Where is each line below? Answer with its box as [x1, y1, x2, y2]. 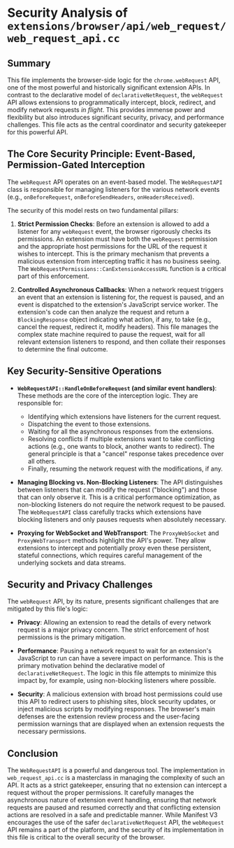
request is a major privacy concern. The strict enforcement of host [17, 625, 210, 634]
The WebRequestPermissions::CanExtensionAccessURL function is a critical [17, 264, 227, 272]
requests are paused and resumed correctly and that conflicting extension [7, 803, 221, 812]
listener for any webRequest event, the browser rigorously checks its [17, 227, 212, 235]
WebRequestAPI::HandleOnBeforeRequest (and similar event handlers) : [17, 384, 217, 392]
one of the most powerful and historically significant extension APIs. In [7, 83, 211, 92]
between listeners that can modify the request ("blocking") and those [17, 485, 217, 494]
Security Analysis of [7, 5, 128, 21]
